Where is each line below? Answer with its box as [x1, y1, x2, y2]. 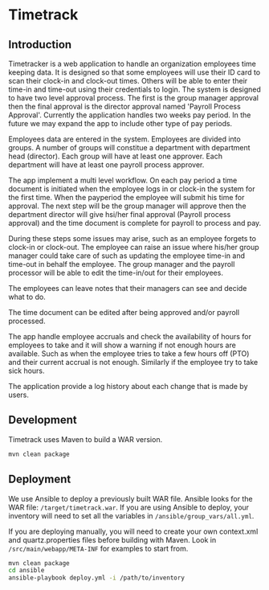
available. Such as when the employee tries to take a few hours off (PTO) [8, 349, 250, 359]
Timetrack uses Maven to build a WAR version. [8, 434, 163, 444]
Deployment [8, 473, 71, 486]
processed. [8, 316, 46, 326]
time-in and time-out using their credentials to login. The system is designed [8, 84, 261, 94]
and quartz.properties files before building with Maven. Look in [8, 535, 217, 544]
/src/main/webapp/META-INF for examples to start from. [8, 543, 189, 553]
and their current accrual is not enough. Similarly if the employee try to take [8, 358, 259, 367]
